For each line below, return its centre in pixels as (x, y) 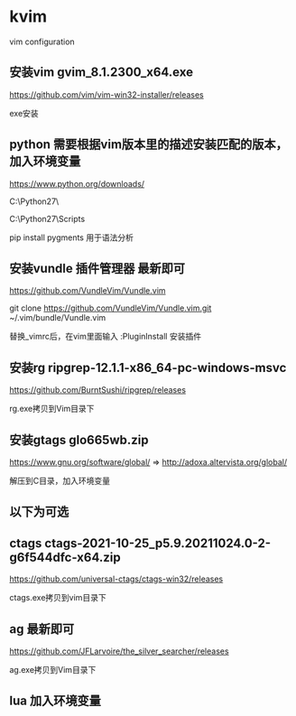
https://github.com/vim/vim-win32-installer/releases (107, 94)
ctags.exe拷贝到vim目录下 (58, 598)
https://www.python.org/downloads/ (77, 183)
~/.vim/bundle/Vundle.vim (58, 318)
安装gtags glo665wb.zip (79, 440)
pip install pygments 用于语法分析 (71, 237)
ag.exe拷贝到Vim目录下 (53, 670)
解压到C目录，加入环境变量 (60, 481)
